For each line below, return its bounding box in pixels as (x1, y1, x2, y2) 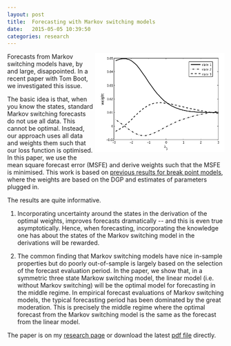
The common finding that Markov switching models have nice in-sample (17, 252, 223, 261)
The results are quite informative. (7, 196, 101, 204)
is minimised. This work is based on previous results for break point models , (7, 169, 223, 177)
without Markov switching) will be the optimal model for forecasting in (17, 281, 216, 290)
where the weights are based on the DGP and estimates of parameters (7, 175, 208, 184)
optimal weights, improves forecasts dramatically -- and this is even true (17, 217, 223, 225)
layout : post (7, 11, 45, 18)
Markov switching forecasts (7, 110, 86, 118)
